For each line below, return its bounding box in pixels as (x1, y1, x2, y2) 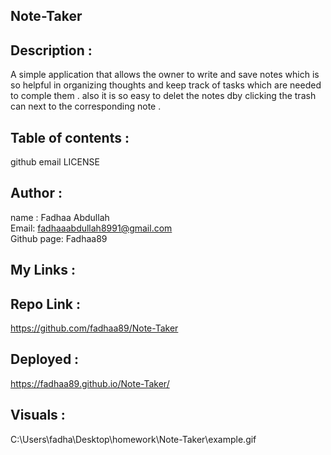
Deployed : (10, 351, 80, 368)
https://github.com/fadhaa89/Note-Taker (10, 322, 179, 334)
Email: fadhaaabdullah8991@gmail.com (10, 222, 173, 234)
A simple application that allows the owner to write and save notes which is (10, 69, 320, 81)
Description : (10, 42, 93, 59)
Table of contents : (10, 129, 130, 146)
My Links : (10, 262, 76, 279)
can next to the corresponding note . (10, 100, 162, 113)
